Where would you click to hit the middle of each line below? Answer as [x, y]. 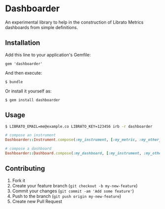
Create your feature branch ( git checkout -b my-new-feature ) [75, 185]
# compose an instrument [30, 135]
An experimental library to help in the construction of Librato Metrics [74, 22]
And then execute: [24, 73]
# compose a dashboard [28, 149]
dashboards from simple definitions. [41, 27]
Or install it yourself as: [28, 91]
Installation [23, 43]
